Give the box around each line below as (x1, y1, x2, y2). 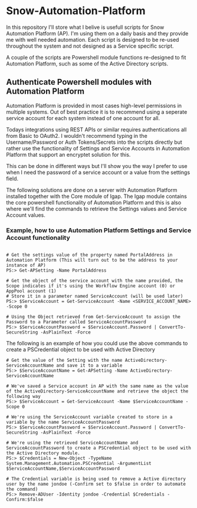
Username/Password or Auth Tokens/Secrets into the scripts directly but (6, 138, 183, 146)
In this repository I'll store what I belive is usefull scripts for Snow (6, 24, 165, 31)
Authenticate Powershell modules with (6, 77, 152, 87)
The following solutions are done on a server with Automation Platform (6, 186, 178, 193)
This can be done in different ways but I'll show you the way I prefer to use (6, 162, 188, 169)
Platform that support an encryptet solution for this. (6, 151, 131, 158)
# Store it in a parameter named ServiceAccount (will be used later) (6, 293, 183, 299)
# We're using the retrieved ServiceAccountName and (6, 440, 139, 446)
